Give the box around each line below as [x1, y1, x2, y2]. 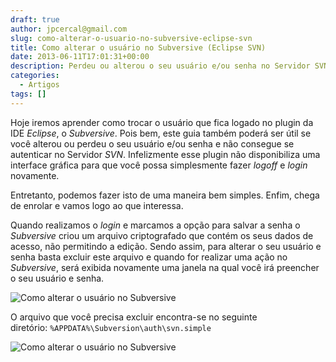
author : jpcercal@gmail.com [10, 24, 128, 34]
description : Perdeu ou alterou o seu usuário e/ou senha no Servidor [10, 61, 311, 71]
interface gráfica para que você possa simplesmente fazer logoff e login [10, 159, 308, 171]
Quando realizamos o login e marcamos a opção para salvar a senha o [10, 219, 301, 231]
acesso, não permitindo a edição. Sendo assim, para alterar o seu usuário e [10, 240, 322, 252]
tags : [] [10, 89, 47, 99]
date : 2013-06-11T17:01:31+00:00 [10, 52, 150, 62]
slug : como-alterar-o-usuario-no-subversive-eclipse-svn [10, 33, 253, 43]
